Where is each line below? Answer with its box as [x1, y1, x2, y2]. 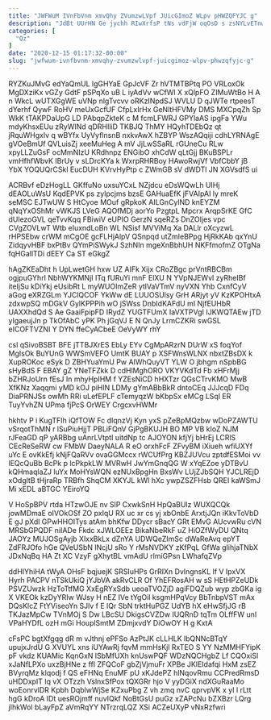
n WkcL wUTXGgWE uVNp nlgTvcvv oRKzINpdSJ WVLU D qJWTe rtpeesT [8, 96, 256, 106]
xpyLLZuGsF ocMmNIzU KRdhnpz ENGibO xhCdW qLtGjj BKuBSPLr [8, 147, 233, 157]
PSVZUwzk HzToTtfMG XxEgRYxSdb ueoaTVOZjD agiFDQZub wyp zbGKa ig [8, 584, 262, 593]
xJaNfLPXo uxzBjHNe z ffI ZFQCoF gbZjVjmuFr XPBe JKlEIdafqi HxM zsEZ [8, 659, 256, 669]
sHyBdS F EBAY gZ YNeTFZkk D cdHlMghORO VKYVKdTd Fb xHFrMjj [8, 365, 240, 375]
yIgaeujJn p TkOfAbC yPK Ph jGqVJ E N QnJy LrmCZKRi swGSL [8, 315, 222, 325]
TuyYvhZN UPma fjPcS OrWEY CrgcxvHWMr [8, 400, 158, 410]
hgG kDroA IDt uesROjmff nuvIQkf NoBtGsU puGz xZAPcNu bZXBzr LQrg [8, 693, 252, 703]
